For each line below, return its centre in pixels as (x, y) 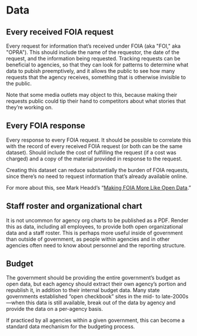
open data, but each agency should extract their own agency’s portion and (96, 284)
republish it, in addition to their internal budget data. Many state (83, 290)
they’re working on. (29, 107)
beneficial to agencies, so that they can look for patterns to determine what (97, 65)
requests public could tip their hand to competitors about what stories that (96, 101)
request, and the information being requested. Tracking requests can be (93, 58)
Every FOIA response (46, 126)
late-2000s (175, 297)
